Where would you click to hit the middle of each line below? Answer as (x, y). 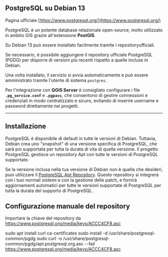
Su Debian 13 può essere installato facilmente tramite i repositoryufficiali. (80, 45)
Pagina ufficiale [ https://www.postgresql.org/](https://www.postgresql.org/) (83, 20)
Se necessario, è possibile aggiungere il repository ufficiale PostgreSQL (79, 54)
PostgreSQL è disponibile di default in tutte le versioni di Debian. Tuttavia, (81, 138)
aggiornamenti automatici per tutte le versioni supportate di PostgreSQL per (83, 185)
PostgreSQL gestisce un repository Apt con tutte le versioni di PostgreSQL (82, 154)
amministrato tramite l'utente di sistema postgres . (56, 80)
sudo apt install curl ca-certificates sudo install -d (56, 233)
